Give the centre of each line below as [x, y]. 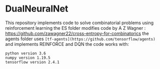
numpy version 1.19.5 [28, 58]
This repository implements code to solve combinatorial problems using [79, 23]
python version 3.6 [26, 53]
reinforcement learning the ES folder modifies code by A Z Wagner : [75, 28]
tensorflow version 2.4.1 [32, 62]
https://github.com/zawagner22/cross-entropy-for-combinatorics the [77, 33]
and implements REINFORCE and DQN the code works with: [67, 44]
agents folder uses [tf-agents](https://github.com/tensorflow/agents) [81, 39]
